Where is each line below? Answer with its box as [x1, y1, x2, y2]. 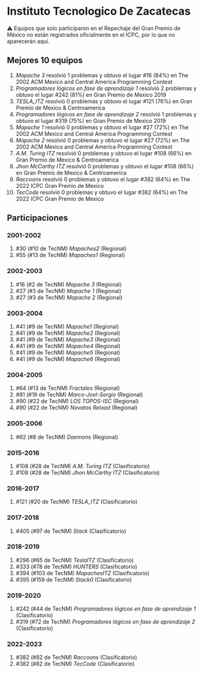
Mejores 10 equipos [7, 55, 83, 65]
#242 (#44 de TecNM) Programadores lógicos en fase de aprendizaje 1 [15, 605, 196, 612]
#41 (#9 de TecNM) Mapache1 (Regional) [15, 323, 119, 330]
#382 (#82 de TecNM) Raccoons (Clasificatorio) [15, 653, 138, 661]
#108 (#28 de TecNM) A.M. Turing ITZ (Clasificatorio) [15, 462, 150, 469]
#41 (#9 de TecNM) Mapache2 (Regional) [15, 329, 121, 337]
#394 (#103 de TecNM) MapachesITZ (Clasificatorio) [15, 569, 150, 576]
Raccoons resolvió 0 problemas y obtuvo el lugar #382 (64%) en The [15, 176, 191, 183]
